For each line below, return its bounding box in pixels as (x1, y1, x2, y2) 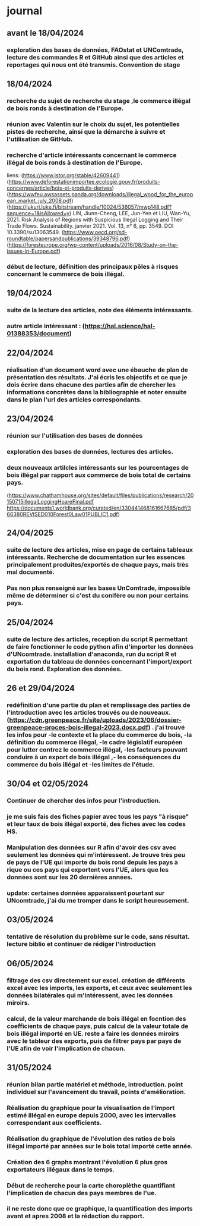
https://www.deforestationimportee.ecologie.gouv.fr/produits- (8, 178, 161, 186)
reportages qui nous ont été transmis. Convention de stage (7, 61, 180, 69)
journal (7, 4, 43, 18)
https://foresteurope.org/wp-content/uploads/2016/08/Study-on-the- (8, 241, 179, 249)
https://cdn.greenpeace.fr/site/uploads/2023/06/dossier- (9, 715, 182, 724)
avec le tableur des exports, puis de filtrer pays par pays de (7, 1036, 182, 1045)
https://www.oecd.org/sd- (63, 229, 128, 236)
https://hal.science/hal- (84, 322, 155, 331)
